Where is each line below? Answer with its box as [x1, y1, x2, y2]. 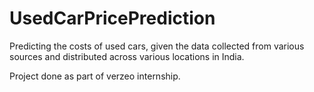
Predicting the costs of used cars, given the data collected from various [9, 40, 305, 52]
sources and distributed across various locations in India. [9, 50, 245, 62]
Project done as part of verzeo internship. [9, 70, 181, 82]
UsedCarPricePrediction [9, 7, 216, 30]
